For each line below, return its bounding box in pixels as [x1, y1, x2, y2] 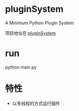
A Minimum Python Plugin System [5, 20, 74, 26]
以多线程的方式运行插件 [12, 100, 60, 106]
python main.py [5, 64, 37, 70]
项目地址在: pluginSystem [5, 30, 56, 36]
